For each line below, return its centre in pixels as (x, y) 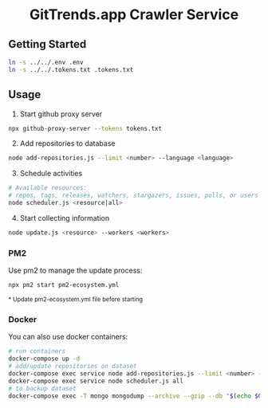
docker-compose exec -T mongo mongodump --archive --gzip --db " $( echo (130, 396)
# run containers (37, 351)
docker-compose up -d (44, 359)
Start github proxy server (61, 114)
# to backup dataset (43, 388)
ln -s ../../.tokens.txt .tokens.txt (71, 69)
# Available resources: (48, 188)
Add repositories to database (67, 143)
